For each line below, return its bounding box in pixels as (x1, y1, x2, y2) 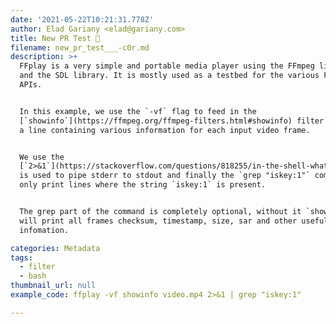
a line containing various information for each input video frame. (19, 125, 311, 135)
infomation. (19, 225, 70, 235)
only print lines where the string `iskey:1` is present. (19, 180, 267, 190)
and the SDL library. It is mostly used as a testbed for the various (19, 71, 320, 81)
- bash (19, 271, 47, 281)
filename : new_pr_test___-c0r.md (10, 42, 150, 53)
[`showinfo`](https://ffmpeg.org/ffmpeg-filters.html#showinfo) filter (19, 116, 325, 126)
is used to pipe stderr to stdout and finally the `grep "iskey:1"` (19, 171, 311, 181)
